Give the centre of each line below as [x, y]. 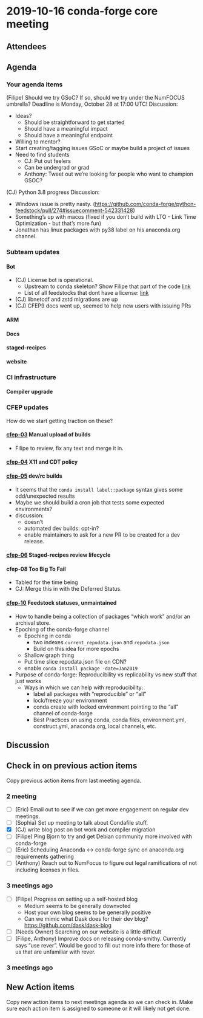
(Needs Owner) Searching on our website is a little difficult [88, 932]
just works [28, 681]
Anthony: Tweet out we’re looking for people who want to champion [109, 174]
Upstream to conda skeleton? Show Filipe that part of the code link [107, 286]
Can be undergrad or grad [57, 168]
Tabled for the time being [46, 582]
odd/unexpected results [45, 496]
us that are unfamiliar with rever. [55, 952]
